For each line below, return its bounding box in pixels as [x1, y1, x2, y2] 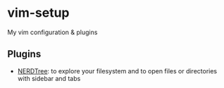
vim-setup [7, 5, 70, 21]
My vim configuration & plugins [7, 28, 98, 36]
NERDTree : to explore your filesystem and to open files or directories [17, 66, 218, 75]
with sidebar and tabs [17, 74, 81, 82]
